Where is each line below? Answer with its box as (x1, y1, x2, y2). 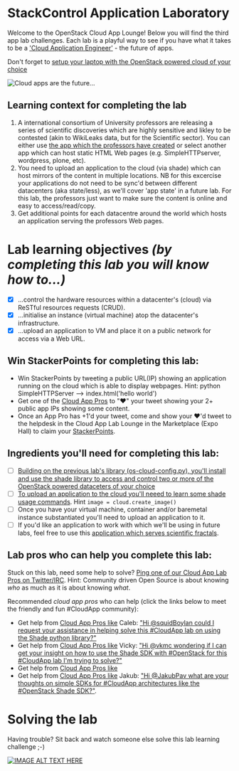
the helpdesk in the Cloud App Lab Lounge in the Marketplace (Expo (17, 419, 218, 427)
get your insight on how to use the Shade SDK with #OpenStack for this (17, 649, 228, 657)
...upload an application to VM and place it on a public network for (17, 326, 211, 335)
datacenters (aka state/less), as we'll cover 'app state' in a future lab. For (17, 186, 232, 195)
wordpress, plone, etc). (17, 156, 86, 164)
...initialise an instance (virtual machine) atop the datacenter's (17, 311, 199, 319)
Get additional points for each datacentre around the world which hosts (17, 208, 227, 218)
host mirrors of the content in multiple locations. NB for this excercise (17, 171, 222, 179)
